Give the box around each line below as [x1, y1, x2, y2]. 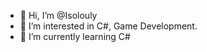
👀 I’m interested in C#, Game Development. [19, 20, 198, 32]
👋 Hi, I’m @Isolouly [19, 10, 98, 21]
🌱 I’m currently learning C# [19, 31, 131, 42]
